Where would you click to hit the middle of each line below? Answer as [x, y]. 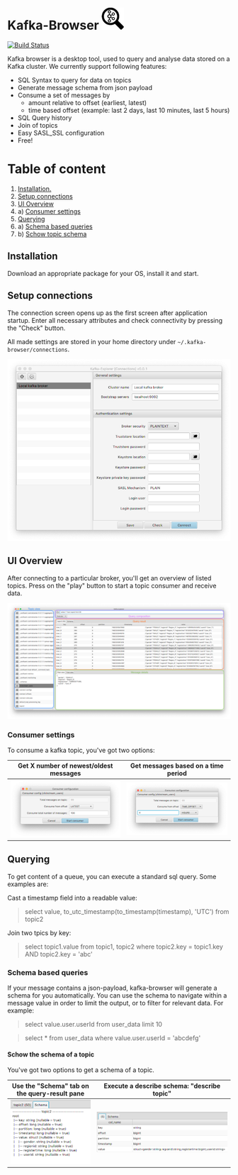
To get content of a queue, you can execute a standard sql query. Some [112, 876]
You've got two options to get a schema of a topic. [81, 1070]
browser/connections [38, 350]
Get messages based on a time [177, 766]
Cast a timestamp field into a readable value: [72, 898]
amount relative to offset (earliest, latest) [87, 102]
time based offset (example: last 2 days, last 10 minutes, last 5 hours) [129, 110]
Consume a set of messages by [64, 95]
